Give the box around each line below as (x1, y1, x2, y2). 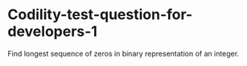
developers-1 (7, 22, 98, 41)
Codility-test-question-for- (7, 6, 193, 24)
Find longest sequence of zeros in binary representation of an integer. (7, 49, 239, 58)
